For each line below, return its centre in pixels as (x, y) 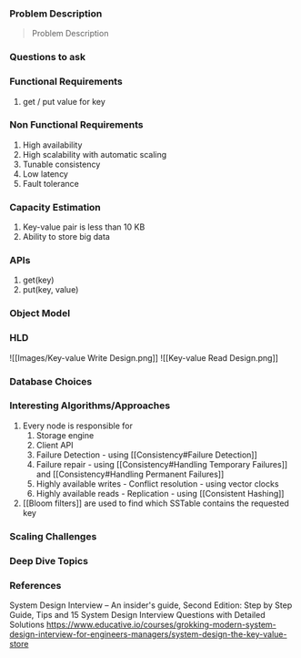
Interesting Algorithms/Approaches (90, 406)
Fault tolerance (50, 183)
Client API (55, 445)
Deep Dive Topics (49, 560)
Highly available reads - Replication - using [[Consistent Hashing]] (160, 493)
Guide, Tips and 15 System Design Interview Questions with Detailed (137, 614)
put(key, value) (50, 290)
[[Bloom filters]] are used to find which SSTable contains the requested (156, 503)
